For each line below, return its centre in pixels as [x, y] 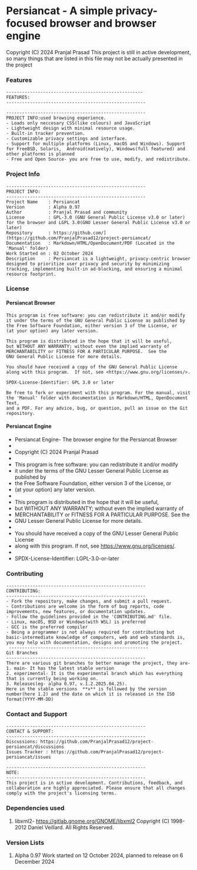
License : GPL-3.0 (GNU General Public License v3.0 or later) [96, 217]
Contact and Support [37, 714]
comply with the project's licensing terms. [61, 793]
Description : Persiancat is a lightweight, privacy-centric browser [98, 258]
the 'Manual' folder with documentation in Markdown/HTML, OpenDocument [97, 398]
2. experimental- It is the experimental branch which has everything [94, 674]
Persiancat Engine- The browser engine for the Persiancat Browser [96, 439]
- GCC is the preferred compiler [47, 627]
